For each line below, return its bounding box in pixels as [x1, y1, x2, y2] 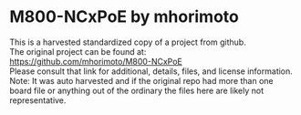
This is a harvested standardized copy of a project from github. [9, 37, 246, 47]
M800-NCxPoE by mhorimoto [9, 6, 239, 27]
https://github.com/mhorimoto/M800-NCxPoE [9, 56, 182, 67]
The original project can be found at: [9, 46, 147, 57]
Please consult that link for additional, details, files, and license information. [9, 66, 294, 77]
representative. [9, 94, 67, 106]
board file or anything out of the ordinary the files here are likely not [9, 85, 265, 96]
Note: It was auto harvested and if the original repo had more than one [9, 75, 274, 86]
